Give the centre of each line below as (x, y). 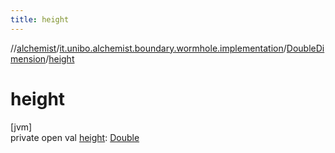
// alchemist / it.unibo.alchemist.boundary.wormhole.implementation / (148, 48)
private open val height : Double (75, 137)
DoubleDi (305, 48)
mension (28, 58)
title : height (40, 19)
